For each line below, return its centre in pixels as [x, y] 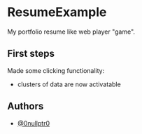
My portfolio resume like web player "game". [71, 32]
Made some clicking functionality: [56, 70]
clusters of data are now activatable [69, 84]
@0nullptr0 [34, 123]
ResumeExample [57, 12]
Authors [26, 106]
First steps [31, 54]
